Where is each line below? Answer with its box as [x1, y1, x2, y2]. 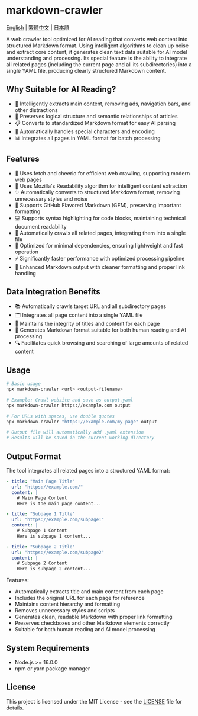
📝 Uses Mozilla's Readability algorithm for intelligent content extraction [14, 182, 187, 190]
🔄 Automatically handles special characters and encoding [14, 128, 155, 135]
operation [14, 248, 38, 255]
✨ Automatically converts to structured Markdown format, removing [14, 188, 180, 195]
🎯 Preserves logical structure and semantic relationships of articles [14, 113, 178, 120]
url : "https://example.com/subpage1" [11, 516, 105, 523]
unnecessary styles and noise [14, 195, 88, 202]
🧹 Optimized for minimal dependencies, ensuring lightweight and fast [14, 242, 183, 249]
